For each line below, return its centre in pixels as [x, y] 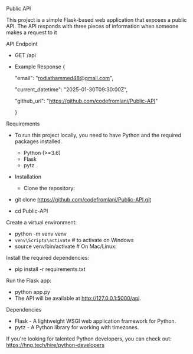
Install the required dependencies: [48, 258]
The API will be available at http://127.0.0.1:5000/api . [78, 298]
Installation [28, 177]
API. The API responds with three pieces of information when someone [92, 26]
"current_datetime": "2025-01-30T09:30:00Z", [71, 90]
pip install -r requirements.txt [50, 269]
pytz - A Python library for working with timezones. [77, 327]
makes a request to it [32, 32]
